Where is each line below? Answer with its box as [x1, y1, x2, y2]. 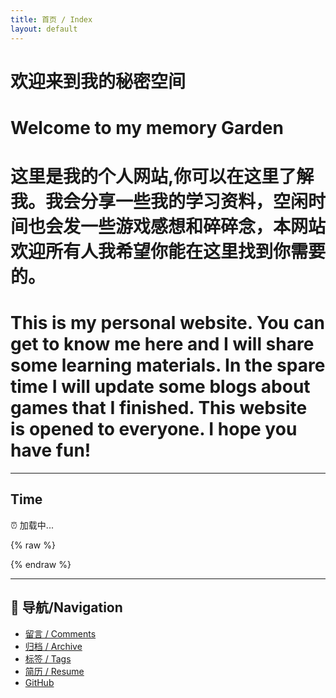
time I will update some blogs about [10, 376, 311, 398]
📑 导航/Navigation [10, 599, 123, 616]
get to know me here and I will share [10, 333, 315, 356]
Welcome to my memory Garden [10, 116, 284, 139]
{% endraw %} [10, 558, 72, 570]
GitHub [24, 676, 55, 688]
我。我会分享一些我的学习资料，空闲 [10, 191, 309, 213]
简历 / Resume [24, 665, 85, 677]
